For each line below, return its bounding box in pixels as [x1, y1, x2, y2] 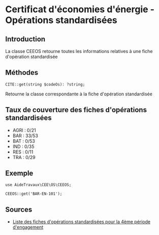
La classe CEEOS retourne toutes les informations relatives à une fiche [5, 48, 153, 54]
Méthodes [5, 68, 39, 77]
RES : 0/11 [12, 149, 34, 155]
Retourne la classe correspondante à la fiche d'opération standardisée [5, 91, 152, 97]
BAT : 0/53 [12, 138, 36, 144]
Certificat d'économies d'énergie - [5, 4, 155, 15]
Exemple [5, 169, 34, 178]
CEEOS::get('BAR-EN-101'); [5, 191, 62, 197]
